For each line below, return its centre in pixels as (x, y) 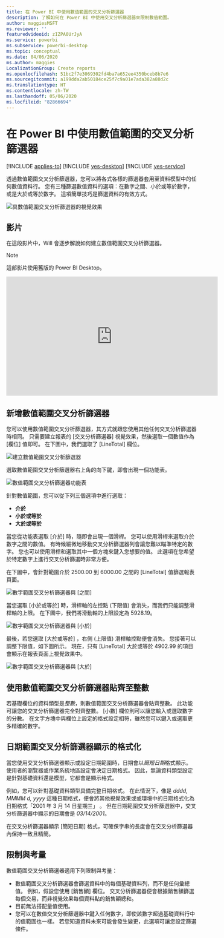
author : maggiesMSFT (32, 23)
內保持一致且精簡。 (30, 834)
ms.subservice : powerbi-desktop (47, 46)
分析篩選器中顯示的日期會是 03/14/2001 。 (58, 813)
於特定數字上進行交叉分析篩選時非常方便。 (59, 559)
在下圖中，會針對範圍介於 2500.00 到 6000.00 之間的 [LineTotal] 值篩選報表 (101, 572)
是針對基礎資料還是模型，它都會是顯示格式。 (62, 778)
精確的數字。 (27, 726)
